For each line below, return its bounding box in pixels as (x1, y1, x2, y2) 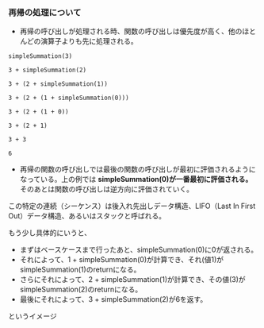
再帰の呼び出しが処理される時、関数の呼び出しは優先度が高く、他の (19, 26, 243, 37)
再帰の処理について (8, 6, 82, 17)
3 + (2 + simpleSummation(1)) (8, 80, 109, 88)
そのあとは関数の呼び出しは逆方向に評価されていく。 (19, 184, 194, 194)
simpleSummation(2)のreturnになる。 (19, 284, 143, 295)
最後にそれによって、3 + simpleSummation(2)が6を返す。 (19, 295, 208, 304)
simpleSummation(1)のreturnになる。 (19, 264, 141, 275)
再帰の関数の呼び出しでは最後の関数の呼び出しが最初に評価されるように (19, 164, 256, 174)
